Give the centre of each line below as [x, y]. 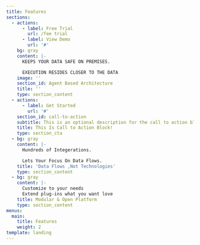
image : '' [29, 78]
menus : [14, 210]
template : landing [29, 233]
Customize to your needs [53, 188]
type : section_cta [40, 134]
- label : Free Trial [47, 28]
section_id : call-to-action [51, 117]
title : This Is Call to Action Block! [65, 128]
